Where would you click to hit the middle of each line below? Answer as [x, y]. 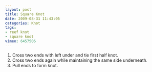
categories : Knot [23, 23]
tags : [11, 28]
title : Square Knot [25, 14]
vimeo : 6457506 [21, 41]
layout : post [18, 9]
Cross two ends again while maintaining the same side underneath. [80, 60]
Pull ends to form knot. [35, 65]
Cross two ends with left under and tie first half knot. [65, 55]
